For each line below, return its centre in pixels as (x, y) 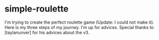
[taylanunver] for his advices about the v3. (47, 32)
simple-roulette (37, 9)
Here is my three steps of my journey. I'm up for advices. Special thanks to (79, 27)
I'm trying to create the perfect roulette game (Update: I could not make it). (79, 22)
